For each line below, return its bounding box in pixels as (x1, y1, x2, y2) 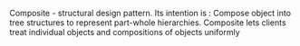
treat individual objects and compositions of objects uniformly (9, 27, 240, 37)
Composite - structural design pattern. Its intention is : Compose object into (9, 8, 292, 18)
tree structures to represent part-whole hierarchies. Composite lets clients (9, 17, 287, 28)
